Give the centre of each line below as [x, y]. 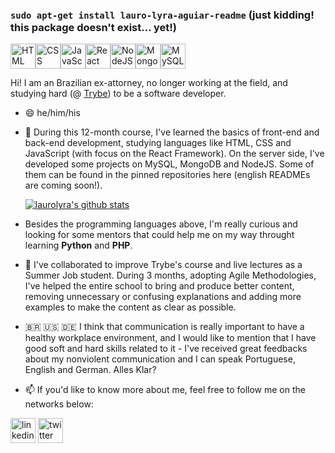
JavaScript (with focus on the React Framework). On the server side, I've [174, 154]
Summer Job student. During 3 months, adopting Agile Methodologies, [170, 275]
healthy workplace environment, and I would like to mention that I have [170, 338]
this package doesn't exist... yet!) [93, 27]
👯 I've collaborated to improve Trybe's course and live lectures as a [163, 265]
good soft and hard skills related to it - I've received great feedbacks [166, 349]
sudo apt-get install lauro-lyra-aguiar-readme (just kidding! [162, 15]
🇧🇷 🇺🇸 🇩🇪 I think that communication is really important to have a [164, 327]
